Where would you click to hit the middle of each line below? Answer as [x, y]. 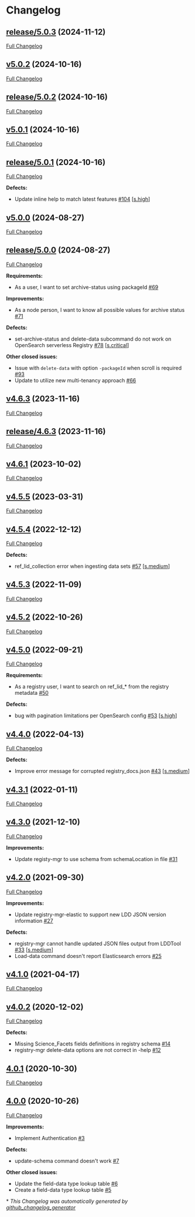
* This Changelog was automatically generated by [67, 1201]
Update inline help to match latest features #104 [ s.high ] [82, 199]
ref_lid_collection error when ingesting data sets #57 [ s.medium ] [92, 566]
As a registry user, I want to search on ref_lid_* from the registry [92, 687]
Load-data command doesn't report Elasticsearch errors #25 [88, 956]
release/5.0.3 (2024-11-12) [56, 32]
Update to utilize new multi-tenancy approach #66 [75, 380]
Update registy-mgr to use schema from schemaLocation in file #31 [96, 859]
